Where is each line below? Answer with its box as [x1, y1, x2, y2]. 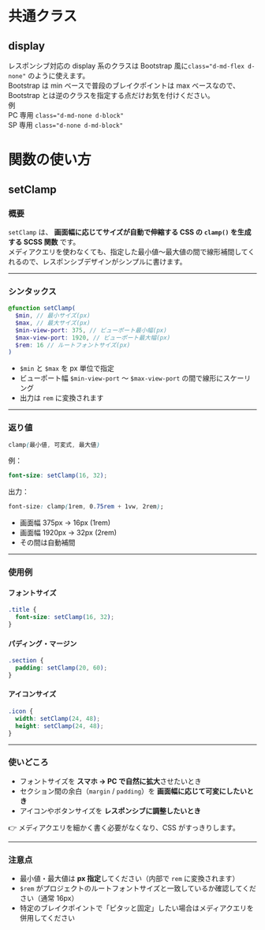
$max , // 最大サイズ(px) [15, 319, 91, 327]
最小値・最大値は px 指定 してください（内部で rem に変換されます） [19, 874, 240, 883]
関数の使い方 [8, 151, 92, 169]
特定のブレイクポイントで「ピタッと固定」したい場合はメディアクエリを [19, 903, 254, 913]
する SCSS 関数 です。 [8, 237, 80, 246]
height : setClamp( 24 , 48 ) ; [15, 722, 104, 730]
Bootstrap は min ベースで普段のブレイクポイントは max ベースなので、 [8, 81, 241, 90]
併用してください [19, 913, 75, 923]
